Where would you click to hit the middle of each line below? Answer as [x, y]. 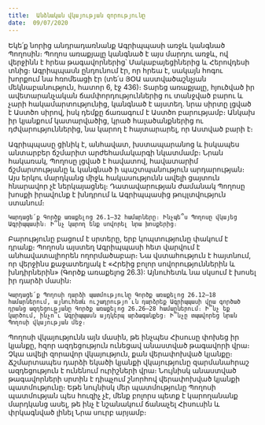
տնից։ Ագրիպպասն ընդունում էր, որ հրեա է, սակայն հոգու [116, 70]
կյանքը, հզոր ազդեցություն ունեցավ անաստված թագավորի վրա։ [129, 345]
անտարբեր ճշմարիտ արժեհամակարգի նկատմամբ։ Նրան [116, 152]
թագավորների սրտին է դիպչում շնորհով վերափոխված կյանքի [124, 379]
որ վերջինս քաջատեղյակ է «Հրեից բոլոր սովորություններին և [122, 264]
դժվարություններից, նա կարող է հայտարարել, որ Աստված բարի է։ [131, 129]
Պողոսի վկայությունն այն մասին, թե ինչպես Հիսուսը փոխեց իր [124, 337]
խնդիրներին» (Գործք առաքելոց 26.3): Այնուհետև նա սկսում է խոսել [132, 272]
